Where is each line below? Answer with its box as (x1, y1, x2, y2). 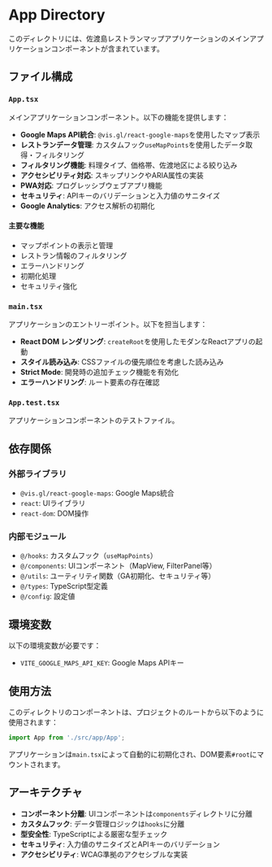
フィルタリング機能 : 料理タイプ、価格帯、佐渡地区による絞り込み (19, 160, 238, 170)
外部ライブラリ (8, 468, 67, 479)
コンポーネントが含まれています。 (50, 43, 164, 54)
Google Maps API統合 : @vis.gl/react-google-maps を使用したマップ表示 (19, 129, 261, 139)
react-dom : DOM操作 (19, 508, 89, 518)
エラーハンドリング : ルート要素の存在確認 (19, 377, 160, 387)
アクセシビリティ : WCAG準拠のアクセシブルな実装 (19, 849, 188, 859)
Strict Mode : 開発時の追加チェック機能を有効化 (19, 368, 179, 377)
